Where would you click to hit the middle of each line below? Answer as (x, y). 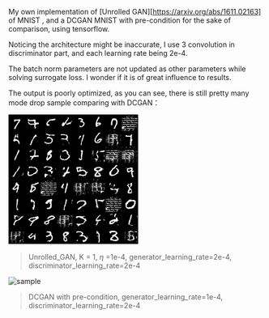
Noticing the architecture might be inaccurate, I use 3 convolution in (122, 45)
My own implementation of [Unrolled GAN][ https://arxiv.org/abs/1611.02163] (135, 12)
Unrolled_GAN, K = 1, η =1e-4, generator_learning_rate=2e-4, (130, 257)
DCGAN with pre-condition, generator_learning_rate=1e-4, (126, 297)
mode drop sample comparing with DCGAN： (84, 103)
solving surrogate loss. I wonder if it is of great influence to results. (120, 77)
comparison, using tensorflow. (59, 29)
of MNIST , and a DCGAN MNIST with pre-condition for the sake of (120, 20)
